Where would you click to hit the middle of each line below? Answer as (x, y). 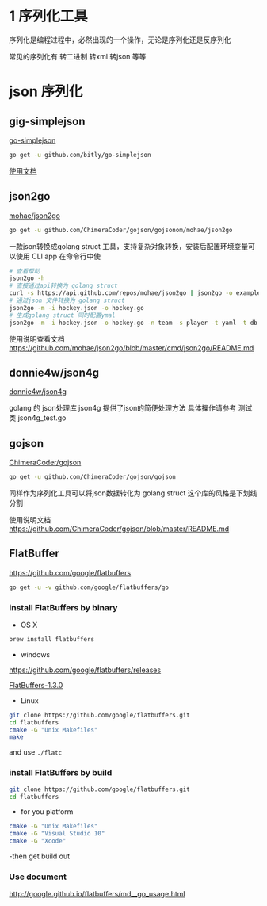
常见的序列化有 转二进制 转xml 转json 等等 (78, 56)
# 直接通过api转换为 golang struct (63, 286)
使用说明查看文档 (37, 338)
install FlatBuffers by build (61, 773)
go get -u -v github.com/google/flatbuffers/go (89, 587)
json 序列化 (46, 92)
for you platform (47, 812)
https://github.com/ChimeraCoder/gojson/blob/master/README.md (119, 529)
